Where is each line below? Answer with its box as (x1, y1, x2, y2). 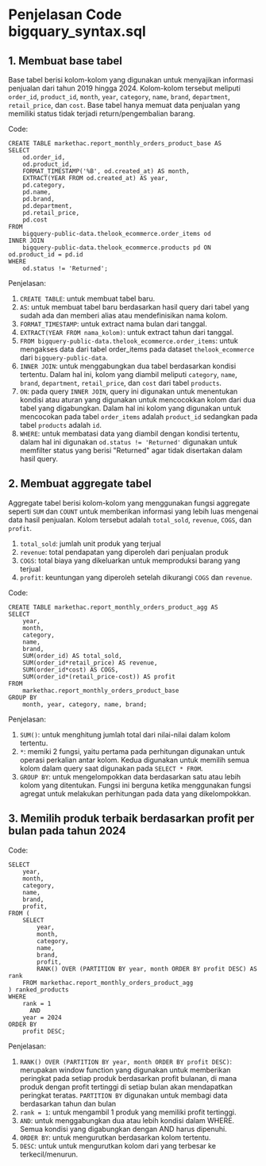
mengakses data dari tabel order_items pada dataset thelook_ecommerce (19, 344, 255, 354)
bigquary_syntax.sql (8, 22, 147, 40)
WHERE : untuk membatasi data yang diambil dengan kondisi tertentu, (19, 429, 241, 438)
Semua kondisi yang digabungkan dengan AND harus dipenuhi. (19, 1124, 228, 1133)
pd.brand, (22, 195, 56, 203)
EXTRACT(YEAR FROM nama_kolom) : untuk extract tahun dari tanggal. (19, 328, 234, 337)
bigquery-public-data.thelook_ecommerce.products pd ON (22, 244, 212, 252)
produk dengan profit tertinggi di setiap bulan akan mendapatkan (19, 1082, 233, 1091)
